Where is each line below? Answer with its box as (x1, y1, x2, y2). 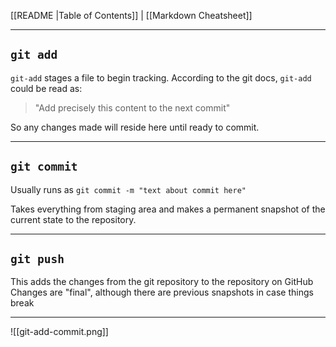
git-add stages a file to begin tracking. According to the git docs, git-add (10, 71, 312, 84)
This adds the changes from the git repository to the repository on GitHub (10, 276, 314, 288)
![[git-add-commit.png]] (10, 326, 109, 338)
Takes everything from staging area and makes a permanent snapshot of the (10, 203, 326, 215)
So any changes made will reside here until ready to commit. (10, 121, 260, 133)
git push (10, 252, 65, 267)
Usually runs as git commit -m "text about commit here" (10, 183, 247, 195)
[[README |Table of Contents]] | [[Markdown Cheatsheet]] (10, 10, 253, 21)
